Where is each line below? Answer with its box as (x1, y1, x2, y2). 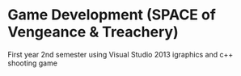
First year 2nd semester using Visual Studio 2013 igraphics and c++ (7, 49, 234, 59)
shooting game (7, 58, 58, 68)
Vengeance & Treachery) (7, 23, 179, 41)
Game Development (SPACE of (7, 6, 216, 24)
